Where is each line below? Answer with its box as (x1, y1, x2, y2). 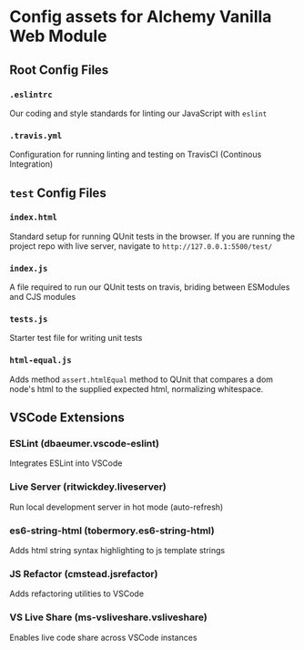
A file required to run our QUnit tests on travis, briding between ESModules (9, 282, 290, 293)
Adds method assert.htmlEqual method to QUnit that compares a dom (9, 374, 274, 385)
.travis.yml (9, 130, 63, 140)
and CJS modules (9, 292, 76, 303)
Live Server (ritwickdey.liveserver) (9, 480, 167, 493)
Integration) (9, 159, 54, 170)
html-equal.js (9, 356, 72, 366)
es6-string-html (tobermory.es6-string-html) (9, 524, 216, 537)
